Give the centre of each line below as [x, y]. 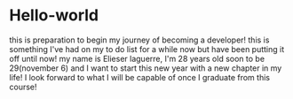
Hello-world [54, 15]
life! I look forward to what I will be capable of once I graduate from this [140, 77]
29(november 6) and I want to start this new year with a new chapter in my [146, 68]
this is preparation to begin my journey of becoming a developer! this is [139, 40]
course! [23, 87]
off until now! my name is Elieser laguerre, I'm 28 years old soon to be [137, 58]
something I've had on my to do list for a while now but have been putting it [147, 49]
